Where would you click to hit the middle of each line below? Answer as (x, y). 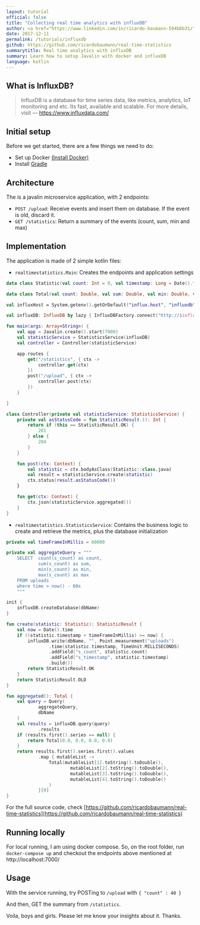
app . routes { (33, 354)
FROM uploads (33, 580)
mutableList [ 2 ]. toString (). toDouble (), (119, 768)
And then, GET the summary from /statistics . (63, 904)
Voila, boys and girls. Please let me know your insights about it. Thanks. (94, 915)
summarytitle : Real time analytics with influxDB (69, 51)
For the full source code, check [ (46, 807)
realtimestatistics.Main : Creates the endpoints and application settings (104, 272)
